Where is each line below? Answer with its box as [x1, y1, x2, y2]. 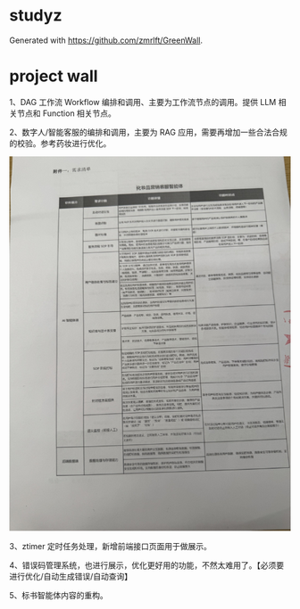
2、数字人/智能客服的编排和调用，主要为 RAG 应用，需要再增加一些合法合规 [9, 127, 288, 137]
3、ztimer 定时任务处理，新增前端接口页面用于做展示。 [9, 540, 212, 551]
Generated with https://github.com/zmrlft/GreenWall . [9, 35, 204, 45]
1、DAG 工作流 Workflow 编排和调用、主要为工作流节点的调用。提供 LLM [9, 96, 277, 107]
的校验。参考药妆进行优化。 [9, 137, 112, 148]
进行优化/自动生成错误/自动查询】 [9, 571, 133, 581]
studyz [9, 5, 62, 26]
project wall [9, 66, 98, 86]
